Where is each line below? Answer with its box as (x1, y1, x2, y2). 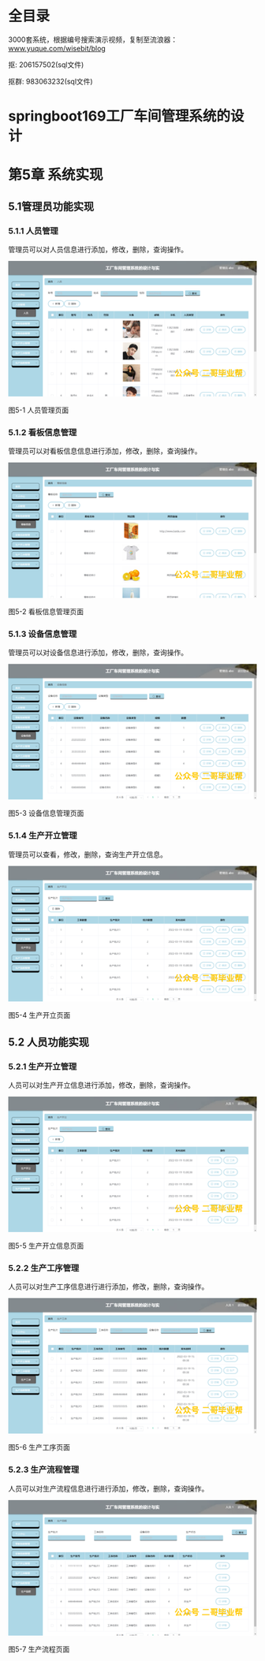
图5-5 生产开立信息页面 (8, 1241, 84, 1250)
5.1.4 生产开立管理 (8, 830, 77, 841)
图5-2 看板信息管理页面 (8, 607, 84, 616)
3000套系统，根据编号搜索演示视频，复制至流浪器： (8, 35, 178, 44)
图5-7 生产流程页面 (8, 1644, 70, 1654)
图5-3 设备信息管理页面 (8, 809, 84, 818)
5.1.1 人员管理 (8, 225, 59, 236)
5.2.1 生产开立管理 (8, 1061, 77, 1072)
